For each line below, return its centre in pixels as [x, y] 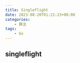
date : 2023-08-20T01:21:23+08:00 [40, 15]
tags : [11, 29]
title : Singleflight [27, 10]
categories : [18, 19]
